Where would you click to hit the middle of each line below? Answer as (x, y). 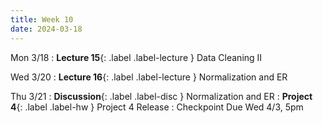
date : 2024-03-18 (46, 29)
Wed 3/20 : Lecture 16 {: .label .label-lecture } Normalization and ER (149, 77)
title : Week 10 (42, 19)
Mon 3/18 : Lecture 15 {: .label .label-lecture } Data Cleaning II (136, 57)
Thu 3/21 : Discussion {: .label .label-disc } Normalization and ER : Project (161, 96)
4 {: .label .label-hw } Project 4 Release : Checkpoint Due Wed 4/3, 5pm (157, 107)
